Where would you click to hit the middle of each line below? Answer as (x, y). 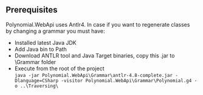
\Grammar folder (35, 62)
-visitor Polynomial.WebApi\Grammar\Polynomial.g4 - (129, 80)
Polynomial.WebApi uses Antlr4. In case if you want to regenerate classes (98, 24)
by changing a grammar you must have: (55, 31)
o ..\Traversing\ (36, 86)
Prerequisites (32, 10)
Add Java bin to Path (41, 49)
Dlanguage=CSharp (36, 80)
